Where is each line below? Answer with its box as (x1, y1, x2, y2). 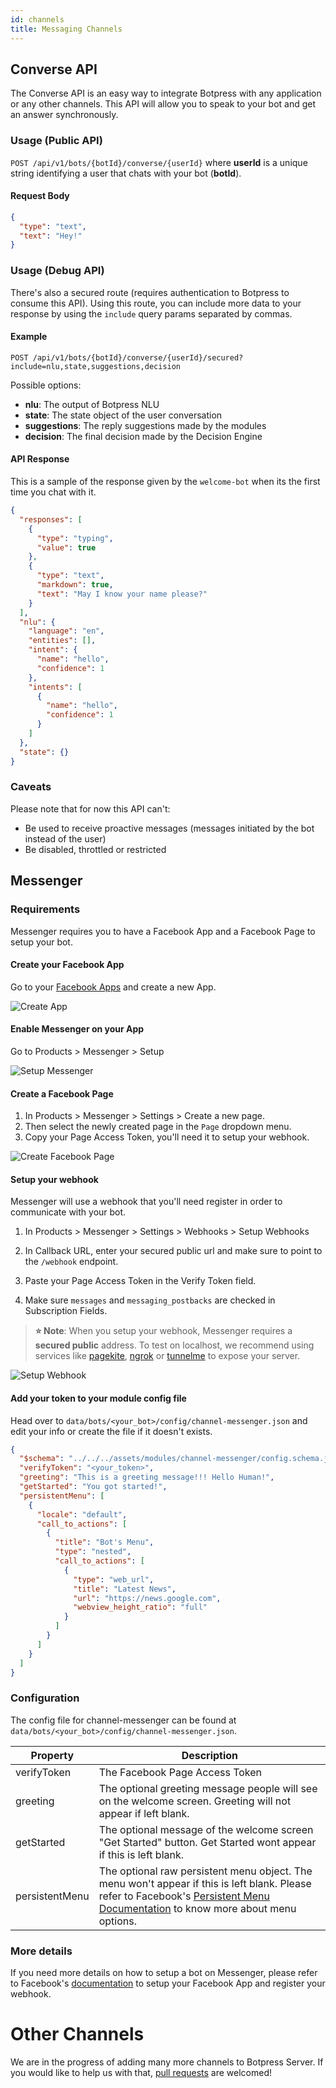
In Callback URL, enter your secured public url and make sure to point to (24, 1245, 323, 1257)
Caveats (10, 780, 52, 794)
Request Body (10, 190, 70, 202)
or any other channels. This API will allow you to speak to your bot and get (10, 98, 317, 110)
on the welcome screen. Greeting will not (98, 1794, 292, 1808)
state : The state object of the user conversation (24, 409, 223, 421)
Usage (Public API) (10, 134, 103, 148)
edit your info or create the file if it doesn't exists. (10, 1425, 213, 1437)
